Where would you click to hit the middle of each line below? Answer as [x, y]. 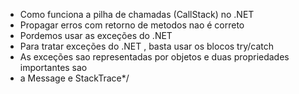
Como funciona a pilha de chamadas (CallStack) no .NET [137, 14]
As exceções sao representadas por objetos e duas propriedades [154, 57]
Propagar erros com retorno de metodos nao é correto [132, 25]
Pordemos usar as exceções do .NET [96, 35]
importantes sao [53, 67]
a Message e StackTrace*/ [74, 78]
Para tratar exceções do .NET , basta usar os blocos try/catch [147, 46]
